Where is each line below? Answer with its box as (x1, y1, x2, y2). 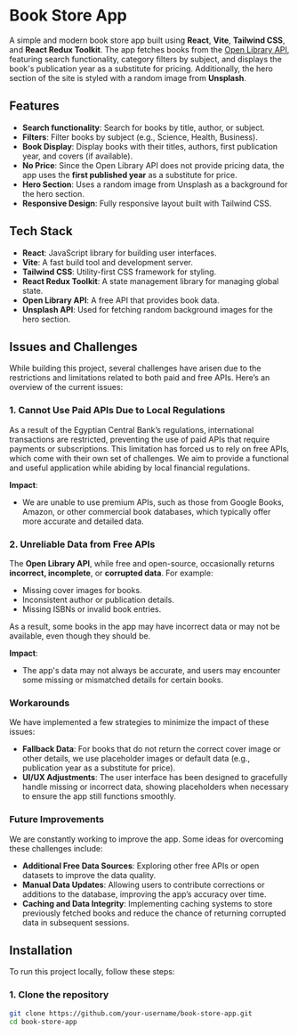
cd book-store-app (9, 1017, 77, 1026)
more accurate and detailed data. (21, 516, 144, 526)
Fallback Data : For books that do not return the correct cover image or (21, 744, 282, 754)
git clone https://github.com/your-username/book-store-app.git (9, 1008, 253, 1018)
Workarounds (9, 697, 70, 709)
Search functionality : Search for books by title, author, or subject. (21, 122, 265, 133)
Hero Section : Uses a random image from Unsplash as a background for (21, 179, 288, 190)
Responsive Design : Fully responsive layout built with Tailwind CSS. (21, 198, 272, 208)
